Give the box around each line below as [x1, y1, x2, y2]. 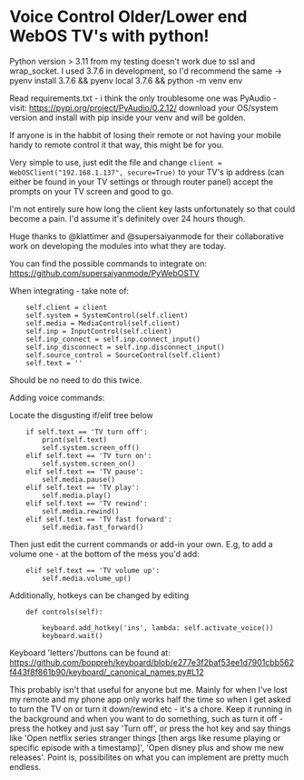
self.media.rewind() [42, 506, 120, 515]
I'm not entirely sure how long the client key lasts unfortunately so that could [9, 203, 296, 215]
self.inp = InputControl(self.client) [25, 326, 172, 335]
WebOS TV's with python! [9, 25, 210, 46]
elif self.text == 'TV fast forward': [25, 515, 172, 524]
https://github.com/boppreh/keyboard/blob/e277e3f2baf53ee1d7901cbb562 [9, 656, 295, 667]
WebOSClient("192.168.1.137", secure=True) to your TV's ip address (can [9, 166, 284, 177]
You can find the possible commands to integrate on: [9, 257, 207, 269]
